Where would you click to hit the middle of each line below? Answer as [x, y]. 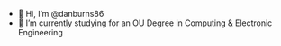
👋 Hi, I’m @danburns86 [61, 14]
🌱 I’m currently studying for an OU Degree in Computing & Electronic [145, 23]
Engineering [40, 32]
